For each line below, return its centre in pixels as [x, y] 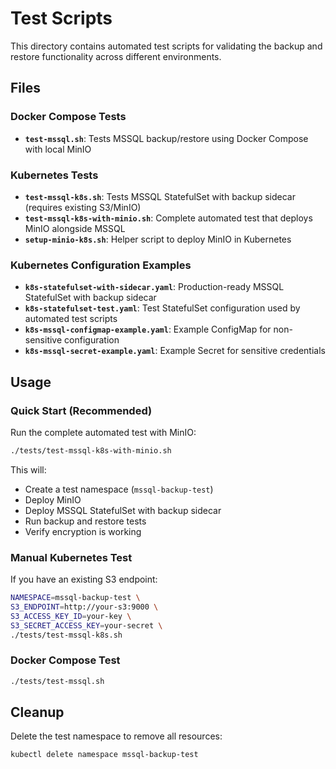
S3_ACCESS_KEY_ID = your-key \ [71, 616]
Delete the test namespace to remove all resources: [116, 736]
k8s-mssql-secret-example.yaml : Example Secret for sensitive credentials [175, 351]
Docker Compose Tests [68, 117]
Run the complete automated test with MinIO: [103, 432]
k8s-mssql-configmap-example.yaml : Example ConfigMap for [148, 329]
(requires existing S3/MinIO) [83, 207]
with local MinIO [58, 149]
